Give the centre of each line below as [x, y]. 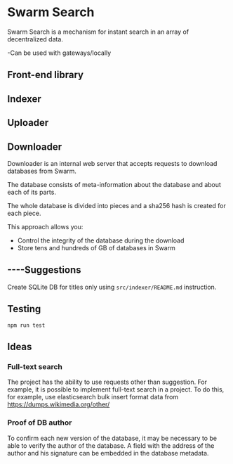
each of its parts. [32, 192]
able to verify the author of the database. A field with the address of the [111, 445]
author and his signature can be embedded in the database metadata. [108, 453]
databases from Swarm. [42, 171]
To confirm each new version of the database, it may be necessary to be [112, 438]
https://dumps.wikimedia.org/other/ [59, 404]
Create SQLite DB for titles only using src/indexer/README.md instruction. [112, 287]
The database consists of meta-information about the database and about [114, 184]
